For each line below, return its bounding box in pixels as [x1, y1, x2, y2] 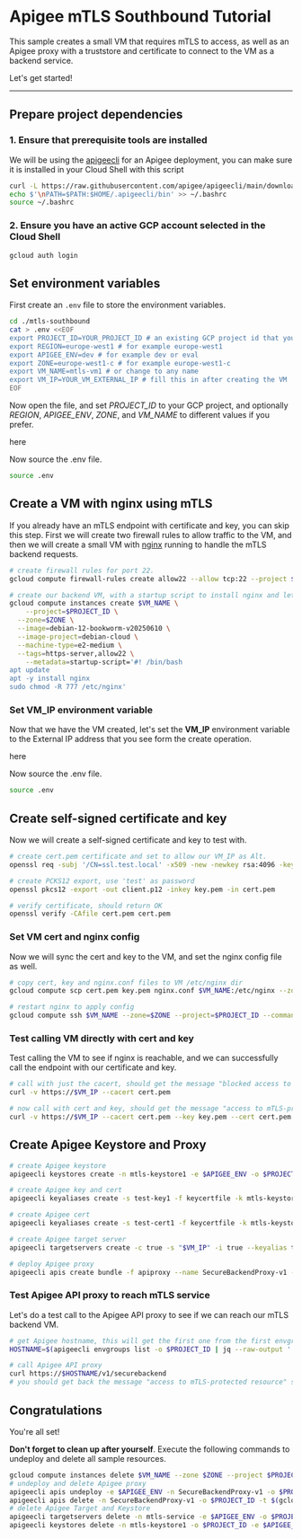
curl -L [9, 181, 39, 190]
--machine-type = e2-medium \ [17, 641, 123, 650]
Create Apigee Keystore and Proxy [9, 1137, 207, 1153]
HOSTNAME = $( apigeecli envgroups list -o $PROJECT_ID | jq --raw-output [9, 1345, 283, 1354]
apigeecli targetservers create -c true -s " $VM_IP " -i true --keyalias [9, 1243, 288, 1252]
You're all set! [9, 1426, 60, 1437]
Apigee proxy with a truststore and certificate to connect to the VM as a [9, 45, 275, 56]
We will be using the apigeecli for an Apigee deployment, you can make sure [9, 155, 293, 165]
